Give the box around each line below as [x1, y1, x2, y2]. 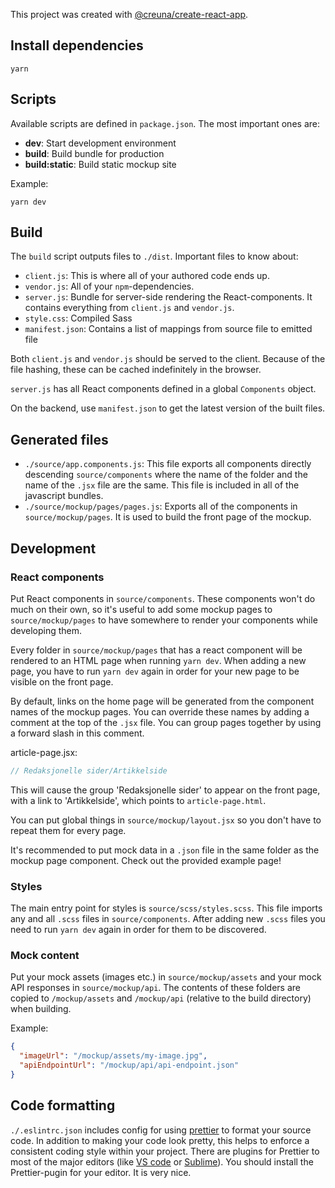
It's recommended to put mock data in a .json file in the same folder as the [10, 844, 320, 856]
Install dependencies [10, 37, 144, 54]
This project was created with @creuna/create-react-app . [10, 9, 249, 20]
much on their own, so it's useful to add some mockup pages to [10, 603, 273, 615]
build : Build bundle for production [24, 147, 165, 159]
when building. [10, 1003, 72, 1015]
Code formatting [10, 1097, 116, 1114]
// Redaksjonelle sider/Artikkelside [10, 765, 168, 776]
